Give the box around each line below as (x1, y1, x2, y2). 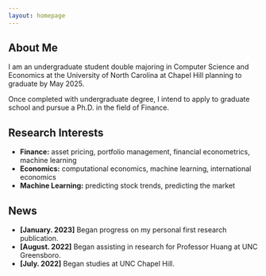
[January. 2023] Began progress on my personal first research (19, 225, 227, 235)
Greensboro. (19, 251, 61, 260)
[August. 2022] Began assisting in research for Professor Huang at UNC (19, 242, 258, 251)
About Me (8, 41, 58, 55)
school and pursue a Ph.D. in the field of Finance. (8, 103, 169, 112)
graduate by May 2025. (8, 79, 85, 88)
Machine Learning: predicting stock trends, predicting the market (19, 181, 236, 191)
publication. (19, 234, 59, 243)
